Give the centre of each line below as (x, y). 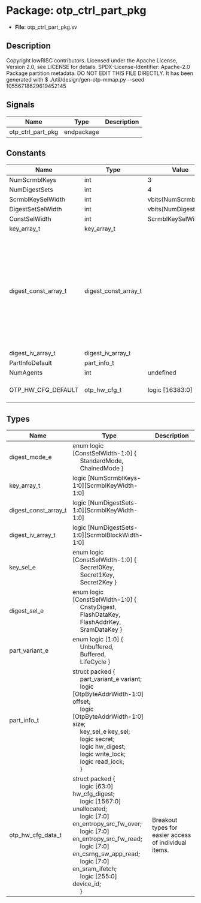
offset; (82, 701)
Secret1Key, (97, 575)
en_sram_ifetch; (95, 869)
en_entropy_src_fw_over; (107, 824)
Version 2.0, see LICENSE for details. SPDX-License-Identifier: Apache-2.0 (98, 67)
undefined (162, 373)
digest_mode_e (31, 457)
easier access (171, 835)
